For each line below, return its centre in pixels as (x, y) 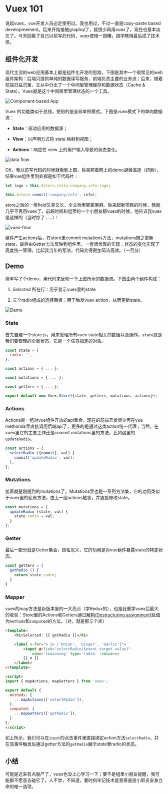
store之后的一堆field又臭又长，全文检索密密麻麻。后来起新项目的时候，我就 (83, 205)
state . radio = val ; (34, 516)
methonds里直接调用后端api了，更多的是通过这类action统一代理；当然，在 (82, 426)
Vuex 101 (24, 9)
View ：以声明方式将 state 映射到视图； (53, 139)
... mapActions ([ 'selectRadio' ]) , (49, 699)
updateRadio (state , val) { (39, 512)
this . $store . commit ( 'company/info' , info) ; (51, 195)
